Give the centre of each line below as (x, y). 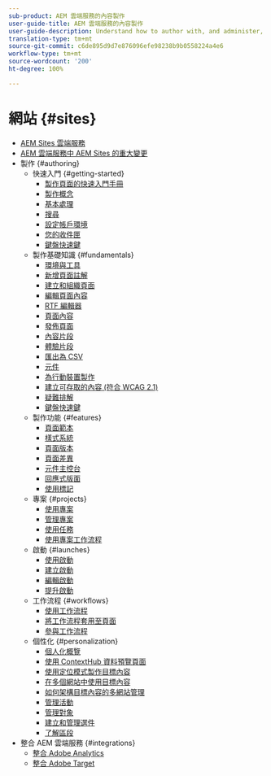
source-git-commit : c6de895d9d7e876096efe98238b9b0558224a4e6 (116, 46)
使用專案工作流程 (73, 539)
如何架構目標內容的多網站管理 (94, 691)
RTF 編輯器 (63, 305)
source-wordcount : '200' (50, 62)
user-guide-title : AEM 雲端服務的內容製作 (76, 24)
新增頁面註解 (66, 275)
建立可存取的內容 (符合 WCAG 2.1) (101, 386)
